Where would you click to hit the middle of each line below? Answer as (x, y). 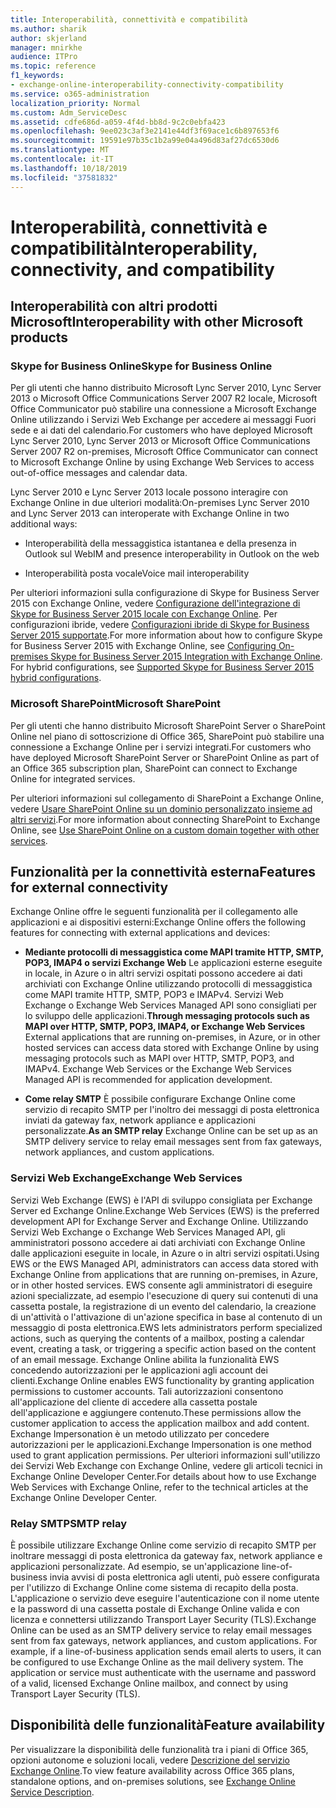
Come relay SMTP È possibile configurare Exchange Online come (160, 1099)
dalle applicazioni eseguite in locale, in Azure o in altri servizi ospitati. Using (165, 1253)
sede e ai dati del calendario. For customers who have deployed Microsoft (161, 430)
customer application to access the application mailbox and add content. (160, 1423)
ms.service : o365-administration (80, 94)
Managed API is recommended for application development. (148, 1080)
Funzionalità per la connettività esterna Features (163, 872)
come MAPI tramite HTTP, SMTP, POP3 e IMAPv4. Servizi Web (154, 995)
